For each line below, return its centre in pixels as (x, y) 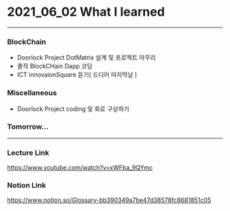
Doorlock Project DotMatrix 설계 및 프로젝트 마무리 (86, 58)
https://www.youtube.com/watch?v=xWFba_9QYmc (80, 168)
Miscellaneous (32, 93)
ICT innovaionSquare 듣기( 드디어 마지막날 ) (77, 75)
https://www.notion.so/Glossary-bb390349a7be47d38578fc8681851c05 (109, 200)
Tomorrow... (28, 127)
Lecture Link (28, 153)
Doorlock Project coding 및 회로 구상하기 (73, 109)
